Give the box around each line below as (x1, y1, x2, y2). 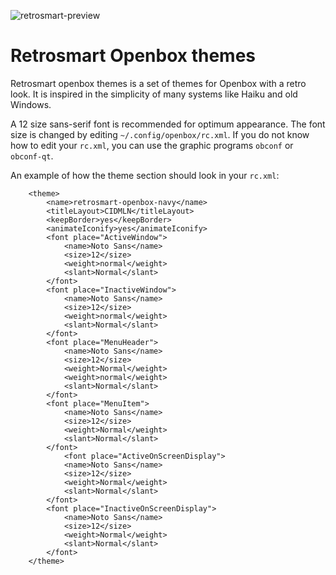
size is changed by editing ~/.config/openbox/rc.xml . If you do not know (10, 128, 310, 140)
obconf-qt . (10, 150, 54, 162)
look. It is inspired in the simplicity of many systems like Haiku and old (10, 88, 298, 100)
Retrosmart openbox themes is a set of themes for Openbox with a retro (10, 77, 307, 89)
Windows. (10, 98, 52, 110)
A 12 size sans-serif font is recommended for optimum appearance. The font (10, 118, 326, 130)
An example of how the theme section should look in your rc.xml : (10, 169, 280, 181)
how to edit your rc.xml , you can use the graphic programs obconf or (10, 139, 294, 151)
